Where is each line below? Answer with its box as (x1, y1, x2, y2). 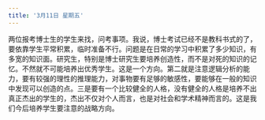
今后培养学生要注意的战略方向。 (14, 103, 119, 113)
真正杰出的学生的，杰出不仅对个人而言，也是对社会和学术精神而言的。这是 (8, 93, 250, 103)
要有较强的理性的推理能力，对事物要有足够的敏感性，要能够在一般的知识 (21, 73, 257, 83)
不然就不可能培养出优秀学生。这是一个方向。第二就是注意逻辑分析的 (21, 64, 243, 73)
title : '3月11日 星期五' (8, 11, 84, 20)
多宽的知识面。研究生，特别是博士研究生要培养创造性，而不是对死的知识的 (8, 54, 250, 63)
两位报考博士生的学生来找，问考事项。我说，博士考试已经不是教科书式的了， (8, 34, 257, 43)
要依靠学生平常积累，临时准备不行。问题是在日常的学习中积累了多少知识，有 (8, 44, 257, 54)
